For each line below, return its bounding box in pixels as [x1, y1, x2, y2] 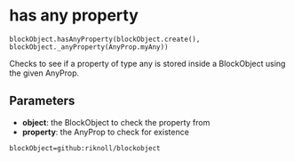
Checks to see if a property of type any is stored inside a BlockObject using [9, 58, 286, 69]
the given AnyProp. [9, 68, 80, 78]
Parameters [9, 93, 75, 109]
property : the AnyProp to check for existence [21, 126, 189, 137]
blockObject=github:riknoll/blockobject [9, 143, 162, 152]
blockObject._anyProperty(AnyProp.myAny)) [9, 42, 169, 52]
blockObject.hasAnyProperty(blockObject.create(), [9, 35, 201, 44]
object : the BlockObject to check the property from [21, 117, 211, 127]
